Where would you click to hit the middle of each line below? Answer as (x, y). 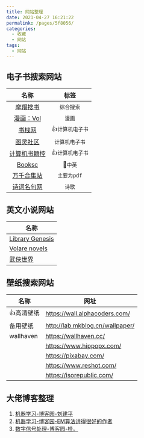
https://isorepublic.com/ (79, 375)
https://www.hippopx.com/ (83, 346)
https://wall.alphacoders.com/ (88, 313)
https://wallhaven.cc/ (75, 336)
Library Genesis (32, 239)
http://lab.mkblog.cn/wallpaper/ (90, 325)
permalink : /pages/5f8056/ (40, 23)
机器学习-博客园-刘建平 (44, 414)
